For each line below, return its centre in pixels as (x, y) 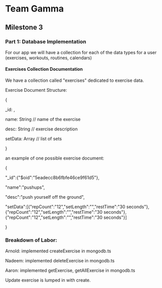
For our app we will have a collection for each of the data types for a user (81, 52)
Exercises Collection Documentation (44, 69)
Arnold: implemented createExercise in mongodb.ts (58, 251)
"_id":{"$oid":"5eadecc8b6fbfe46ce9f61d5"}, (52, 178)
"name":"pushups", (25, 187)
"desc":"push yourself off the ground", (45, 197)
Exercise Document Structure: (36, 90)
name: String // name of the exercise (43, 119)
